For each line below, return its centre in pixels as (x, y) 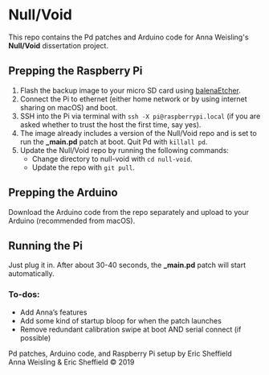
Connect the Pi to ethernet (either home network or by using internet (133, 99)
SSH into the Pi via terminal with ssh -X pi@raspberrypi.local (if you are (140, 116)
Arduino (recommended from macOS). (72, 220)
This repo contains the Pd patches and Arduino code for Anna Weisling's (128, 37)
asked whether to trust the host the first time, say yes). (110, 124)
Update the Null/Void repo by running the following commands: (124, 150)
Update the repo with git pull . (83, 167)
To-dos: (24, 295)
